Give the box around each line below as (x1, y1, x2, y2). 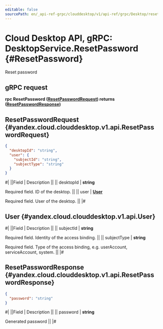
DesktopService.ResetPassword (5, 43, 139, 54)
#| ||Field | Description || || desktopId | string (5, 179, 95, 185)
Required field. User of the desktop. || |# (5, 198, 86, 204)
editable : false (5, 7, 38, 12)
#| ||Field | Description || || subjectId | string (5, 225, 94, 231)
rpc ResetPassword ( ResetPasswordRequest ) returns (5, 96, 115, 102)
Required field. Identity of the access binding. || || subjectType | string (5, 235, 146, 241)
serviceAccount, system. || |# (5, 249, 64, 255)
